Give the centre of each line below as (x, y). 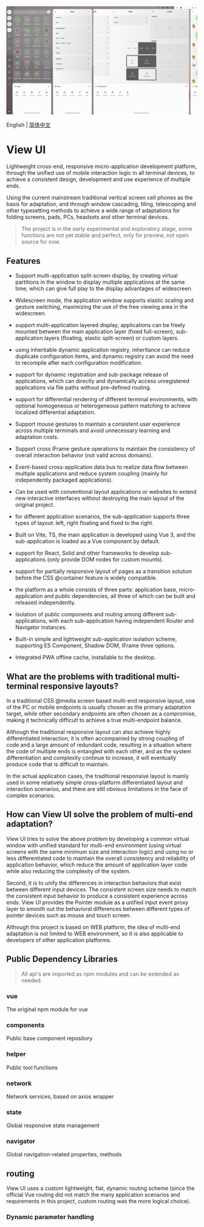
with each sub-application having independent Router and (121, 621)
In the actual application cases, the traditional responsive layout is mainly (98, 776)
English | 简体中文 (29, 125)
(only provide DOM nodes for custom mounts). (105, 560)
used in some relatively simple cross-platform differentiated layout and (95, 782)
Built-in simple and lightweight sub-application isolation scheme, (96, 639)
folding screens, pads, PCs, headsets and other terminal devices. (88, 217)
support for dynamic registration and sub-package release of (92, 374)
